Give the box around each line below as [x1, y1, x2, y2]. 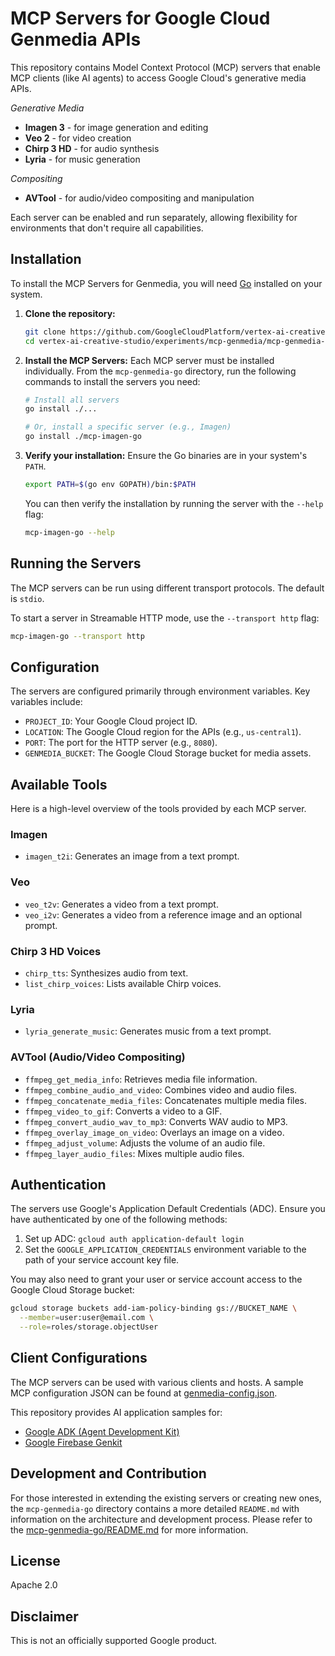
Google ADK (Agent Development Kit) [24, 1425, 180, 1437]
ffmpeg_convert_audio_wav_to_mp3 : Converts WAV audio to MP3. [24, 1115, 288, 1127]
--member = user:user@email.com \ [19, 1313, 155, 1323]
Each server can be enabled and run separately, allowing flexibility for [10, 211, 298, 223]
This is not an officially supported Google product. [10, 1635, 218, 1647]
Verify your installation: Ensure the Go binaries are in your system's [24, 450, 308, 461]
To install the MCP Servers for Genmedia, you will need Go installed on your [10, 277, 323, 289]
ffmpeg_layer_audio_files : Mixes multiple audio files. [24, 1147, 245, 1159]
